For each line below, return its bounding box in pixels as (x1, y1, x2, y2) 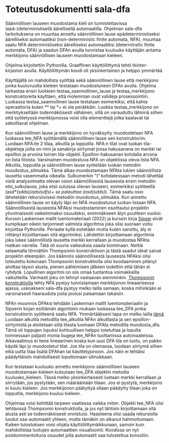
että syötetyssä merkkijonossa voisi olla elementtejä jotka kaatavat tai (5, 114, 149, 120)
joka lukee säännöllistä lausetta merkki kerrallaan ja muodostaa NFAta (5, 237, 150, 243)
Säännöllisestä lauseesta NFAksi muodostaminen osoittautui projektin (5, 205, 149, 211)
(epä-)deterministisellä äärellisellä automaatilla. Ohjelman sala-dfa (5, 25, 142, 31)
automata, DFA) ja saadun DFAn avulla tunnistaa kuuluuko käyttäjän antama (5, 47, 161, 53)
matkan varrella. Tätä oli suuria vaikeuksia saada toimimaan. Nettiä (5, 242, 143, 248)
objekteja (5, 146, 25, 152)
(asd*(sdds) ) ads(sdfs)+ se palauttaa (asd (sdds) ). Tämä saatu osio (5, 188, 144, 195)
